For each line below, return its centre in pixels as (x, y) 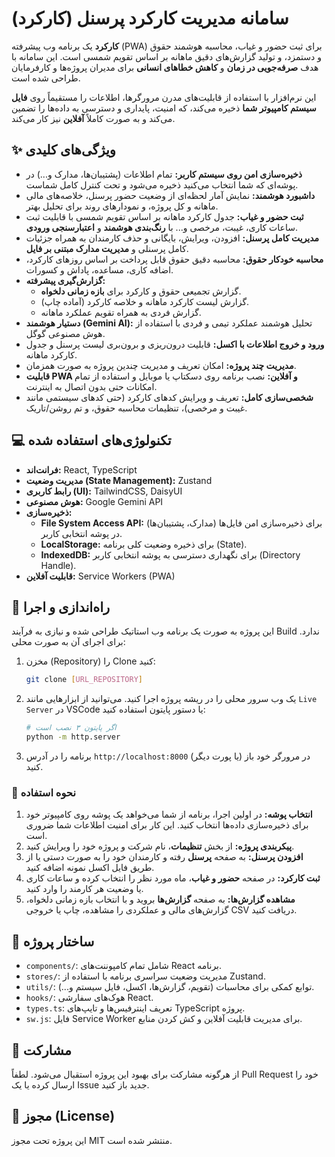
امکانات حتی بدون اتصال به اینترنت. (91, 386)
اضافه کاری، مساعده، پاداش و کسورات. (99, 269)
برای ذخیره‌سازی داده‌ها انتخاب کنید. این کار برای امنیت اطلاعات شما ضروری (167, 825)
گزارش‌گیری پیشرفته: (65, 280)
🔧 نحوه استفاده (43, 792)
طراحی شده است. (46, 78)
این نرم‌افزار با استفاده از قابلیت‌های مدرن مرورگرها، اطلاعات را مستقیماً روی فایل (164, 97)
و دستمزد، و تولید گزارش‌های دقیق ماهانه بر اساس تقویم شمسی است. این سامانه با (166, 56)
